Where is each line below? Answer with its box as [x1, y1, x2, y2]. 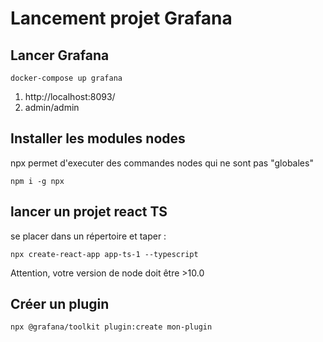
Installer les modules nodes [10, 130, 186, 147]
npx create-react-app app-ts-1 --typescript [10, 249, 199, 259]
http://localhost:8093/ [24, 91, 116, 102]
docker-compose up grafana [10, 73, 123, 83]
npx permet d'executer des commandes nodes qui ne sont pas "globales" [10, 157, 314, 169]
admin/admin [24, 102, 80, 113]
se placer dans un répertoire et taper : [10, 230, 167, 242]
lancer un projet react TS [10, 203, 168, 221]
